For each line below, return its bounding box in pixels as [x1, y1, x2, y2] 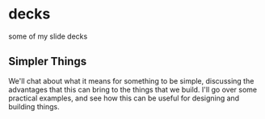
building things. [8, 101, 60, 111]
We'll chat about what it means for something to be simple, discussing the [8, 76, 254, 85]
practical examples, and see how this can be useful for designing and [8, 93, 240, 103]
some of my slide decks [8, 31, 88, 41]
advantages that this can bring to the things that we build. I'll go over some [8, 84, 257, 94]
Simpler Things [8, 55, 87, 68]
